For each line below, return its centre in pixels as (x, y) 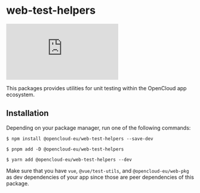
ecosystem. (21, 94)
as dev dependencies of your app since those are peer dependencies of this (100, 177)
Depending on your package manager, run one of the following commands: (99, 128)
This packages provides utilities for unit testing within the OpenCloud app (96, 88)
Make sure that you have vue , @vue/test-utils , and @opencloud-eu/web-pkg (98, 170)
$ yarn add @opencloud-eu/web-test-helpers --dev (69, 160)
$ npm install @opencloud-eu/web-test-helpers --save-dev (80, 139)
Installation (27, 113)
